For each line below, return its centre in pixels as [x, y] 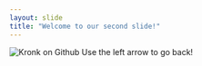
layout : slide [36, 18]
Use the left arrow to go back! [137, 52]
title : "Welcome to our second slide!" [85, 26]
